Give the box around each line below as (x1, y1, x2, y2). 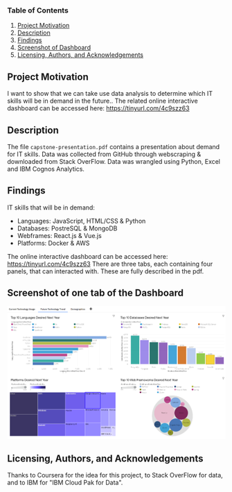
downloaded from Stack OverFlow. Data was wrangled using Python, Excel (7, 157, 220, 165)
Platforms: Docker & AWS (17, 239, 90, 247)
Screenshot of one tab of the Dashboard (7, 287, 184, 299)
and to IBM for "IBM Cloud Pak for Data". (7, 478, 123, 487)
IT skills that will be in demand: (7, 203, 96, 212)
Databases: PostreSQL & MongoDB (17, 224, 118, 232)
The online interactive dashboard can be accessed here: (7, 252, 168, 260)
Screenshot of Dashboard (17, 44, 91, 52)
